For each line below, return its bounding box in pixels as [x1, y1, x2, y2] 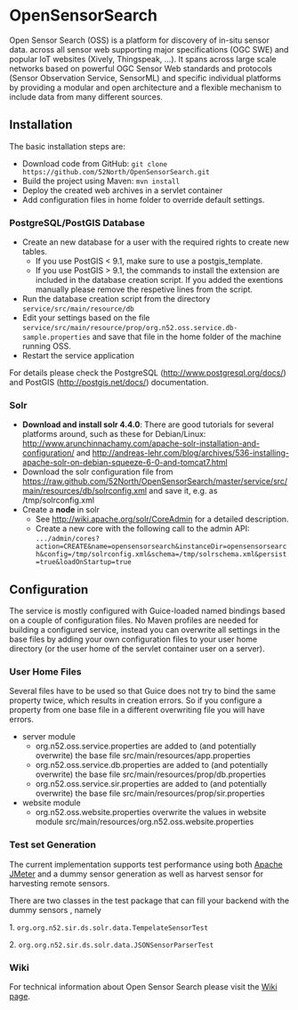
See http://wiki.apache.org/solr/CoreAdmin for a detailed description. [35, 513, 289, 525]
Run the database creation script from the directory [21, 294, 211, 304]
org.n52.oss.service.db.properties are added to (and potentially [35, 760, 269, 771]
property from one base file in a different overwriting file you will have [9, 705, 265, 715]
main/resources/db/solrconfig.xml [21, 486, 148, 497]
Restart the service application [21, 351, 135, 361]
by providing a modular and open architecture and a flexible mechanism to [9, 82, 282, 93]
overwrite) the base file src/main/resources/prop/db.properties [35, 769, 267, 780]
